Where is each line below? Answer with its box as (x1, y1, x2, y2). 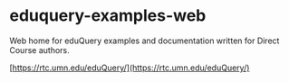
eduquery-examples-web (9, 5, 207, 26)
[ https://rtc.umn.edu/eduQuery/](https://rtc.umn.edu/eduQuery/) (9, 62, 250, 73)
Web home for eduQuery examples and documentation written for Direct (9, 35, 280, 46)
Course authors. (9, 44, 70, 55)
